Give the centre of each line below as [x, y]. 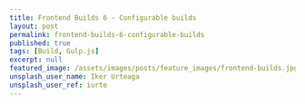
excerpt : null [36, 60]
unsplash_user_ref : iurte [58, 85]
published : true [40, 43]
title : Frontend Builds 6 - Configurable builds [103, 18]
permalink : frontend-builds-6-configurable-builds [107, 34]
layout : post [34, 26]
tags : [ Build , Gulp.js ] [54, 52]
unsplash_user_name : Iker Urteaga [75, 77]
